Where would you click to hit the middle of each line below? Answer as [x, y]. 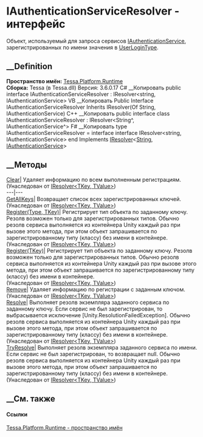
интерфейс [36, 24]
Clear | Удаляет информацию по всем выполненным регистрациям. [94, 179]
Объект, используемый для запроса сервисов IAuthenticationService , [96, 41]
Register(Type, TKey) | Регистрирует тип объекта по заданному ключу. [97, 212]
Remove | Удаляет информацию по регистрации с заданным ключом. [96, 289]
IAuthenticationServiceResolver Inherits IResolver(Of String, [81, 107]
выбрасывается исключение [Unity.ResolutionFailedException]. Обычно [98, 315]
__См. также [31, 398]
